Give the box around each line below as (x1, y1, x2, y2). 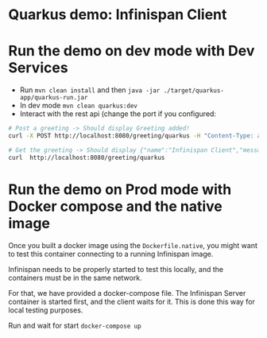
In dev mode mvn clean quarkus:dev (19, 101, 137, 111)
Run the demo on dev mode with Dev (8, 42, 255, 60)
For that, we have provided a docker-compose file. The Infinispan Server (8, 288, 246, 297)
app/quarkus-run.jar (19, 94, 88, 102)
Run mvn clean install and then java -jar (19, 85, 161, 95)
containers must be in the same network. (8, 273, 142, 282)
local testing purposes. (8, 305, 83, 315)
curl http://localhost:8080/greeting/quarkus (8, 153, 165, 161)
